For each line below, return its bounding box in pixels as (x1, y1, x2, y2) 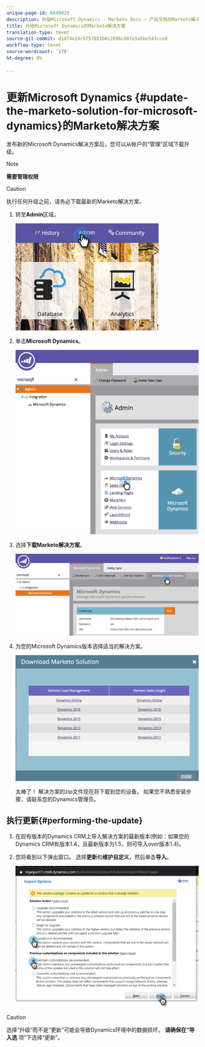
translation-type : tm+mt (6, 29, 70, 35)
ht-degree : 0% (6, 55, 43, 61)
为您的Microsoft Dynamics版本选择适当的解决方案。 (15, 643, 146, 650)
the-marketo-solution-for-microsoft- (6, 104, 198, 117)
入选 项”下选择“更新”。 (6, 1034, 63, 1041)
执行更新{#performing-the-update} (6, 815, 143, 825)
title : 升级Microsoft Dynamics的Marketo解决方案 (6, 23, 126, 29)
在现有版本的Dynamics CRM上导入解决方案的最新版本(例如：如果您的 (15, 832, 190, 840)
